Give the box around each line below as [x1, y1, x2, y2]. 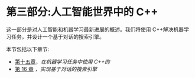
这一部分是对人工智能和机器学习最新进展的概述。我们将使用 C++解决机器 [6, 26, 184, 33]
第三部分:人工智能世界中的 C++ [6, 5, 158, 19]
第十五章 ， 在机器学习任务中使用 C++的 [14, 58, 110, 65]
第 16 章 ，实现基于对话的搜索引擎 [14, 65, 97, 72]
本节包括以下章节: [6, 45, 50, 53]
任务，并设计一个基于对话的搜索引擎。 [11, 33, 105, 40]
